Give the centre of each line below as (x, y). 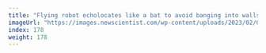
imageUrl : (25, 23)
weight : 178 (28, 37)
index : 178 (26, 30)
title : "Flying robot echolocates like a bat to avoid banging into (123, 15)
